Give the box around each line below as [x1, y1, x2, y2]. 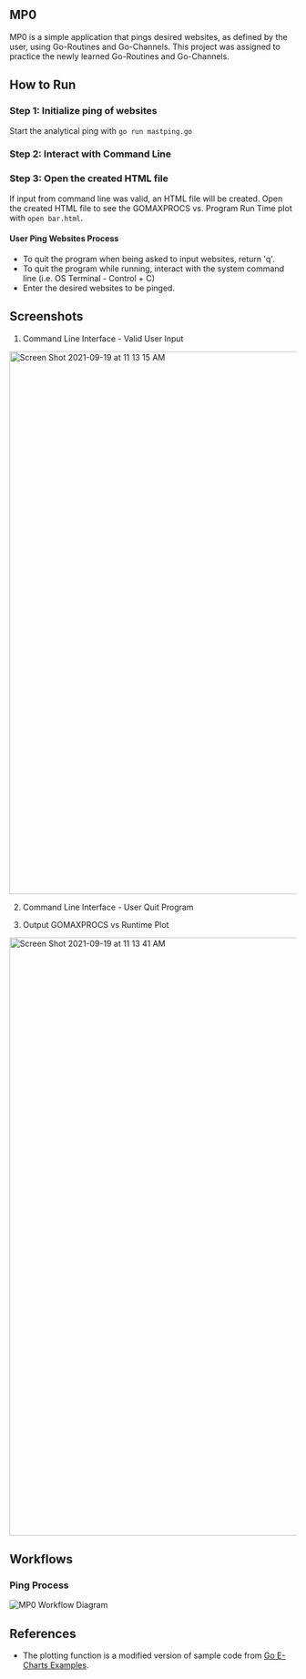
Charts [22, 1660, 48, 1671]
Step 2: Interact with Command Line [9, 148, 171, 160]
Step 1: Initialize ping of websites [9, 105, 158, 117]
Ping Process [9, 1579, 70, 1592]
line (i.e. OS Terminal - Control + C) [22, 272, 156, 283]
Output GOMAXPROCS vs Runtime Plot [22, 919, 169, 930]
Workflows [9, 1552, 73, 1567]
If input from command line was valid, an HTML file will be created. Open [9, 193, 283, 204]
